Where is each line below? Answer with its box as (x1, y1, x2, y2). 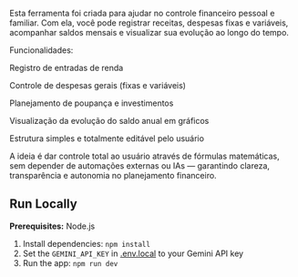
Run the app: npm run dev (22, 257, 118, 268)
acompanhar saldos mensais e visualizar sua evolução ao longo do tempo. (9, 27, 290, 37)
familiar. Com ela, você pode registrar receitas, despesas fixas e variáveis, (9, 17, 289, 28)
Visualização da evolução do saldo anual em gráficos (9, 116, 210, 126)
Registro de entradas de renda (9, 63, 124, 73)
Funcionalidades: (9, 45, 74, 56)
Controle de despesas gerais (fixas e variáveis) (9, 80, 187, 90)
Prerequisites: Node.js (9, 221, 96, 231)
